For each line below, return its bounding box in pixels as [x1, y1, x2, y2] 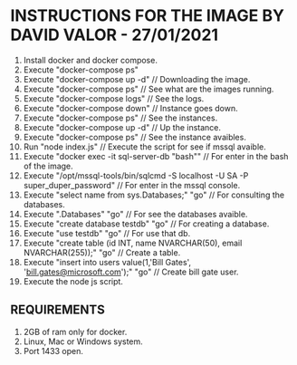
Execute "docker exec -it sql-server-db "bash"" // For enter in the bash [23, 150, 289, 161]
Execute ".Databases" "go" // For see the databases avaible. [23, 208, 248, 219]
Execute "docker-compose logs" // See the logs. [23, 92, 205, 104]
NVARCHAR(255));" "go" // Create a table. [23, 246, 181, 258]
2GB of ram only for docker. [23, 326, 128, 337]
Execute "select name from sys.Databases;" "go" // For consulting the [23, 189, 284, 200]
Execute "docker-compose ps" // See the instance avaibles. [23, 131, 247, 142]
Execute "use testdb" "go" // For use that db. [23, 227, 191, 238]
